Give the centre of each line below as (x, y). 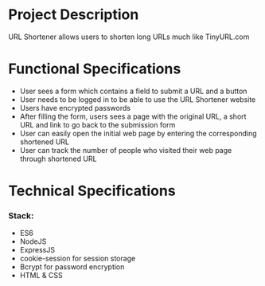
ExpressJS (37, 250)
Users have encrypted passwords (75, 108)
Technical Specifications (92, 191)
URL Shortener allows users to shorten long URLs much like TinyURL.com (129, 37)
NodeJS (33, 241)
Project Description (74, 15)
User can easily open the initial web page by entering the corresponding (138, 133)
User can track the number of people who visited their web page (126, 150)
